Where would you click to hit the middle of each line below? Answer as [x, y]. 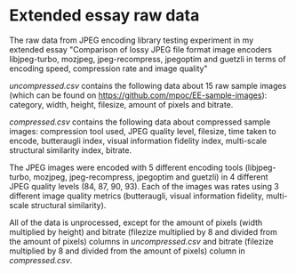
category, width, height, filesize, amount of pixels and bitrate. [121, 104]
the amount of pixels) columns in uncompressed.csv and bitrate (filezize [141, 241]
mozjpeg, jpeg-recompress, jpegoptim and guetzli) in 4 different [151, 177]
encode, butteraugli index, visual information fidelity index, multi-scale [138, 141]
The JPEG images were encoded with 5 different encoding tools [126, 167]
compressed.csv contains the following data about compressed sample [140, 122]
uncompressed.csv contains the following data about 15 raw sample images [148, 85]
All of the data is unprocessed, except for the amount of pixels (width [136, 222]
